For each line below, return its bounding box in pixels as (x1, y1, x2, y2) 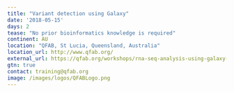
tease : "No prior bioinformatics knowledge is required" (7, 29, 176, 37)
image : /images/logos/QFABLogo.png (7, 74, 111, 82)
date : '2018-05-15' (7, 17, 64, 24)
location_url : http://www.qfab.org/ (7, 49, 114, 56)
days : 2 (7, 23, 30, 30)
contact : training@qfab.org (7, 68, 89, 75)
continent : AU (7, 36, 49, 43)
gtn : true (7, 62, 36, 68)
